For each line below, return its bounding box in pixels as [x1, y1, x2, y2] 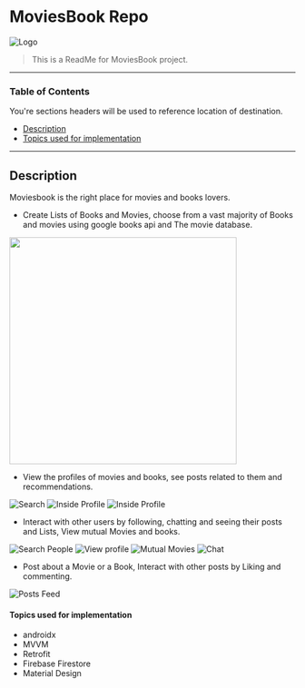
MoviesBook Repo [9, 6, 149, 27]
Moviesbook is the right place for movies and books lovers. [9, 192, 231, 203]
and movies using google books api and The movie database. [22, 220, 252, 231]
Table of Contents [9, 84, 91, 97]
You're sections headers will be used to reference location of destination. [9, 106, 283, 117]
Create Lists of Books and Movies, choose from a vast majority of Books [22, 210, 293, 221]
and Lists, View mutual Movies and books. [22, 526, 181, 537]
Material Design [22, 668, 82, 679]
